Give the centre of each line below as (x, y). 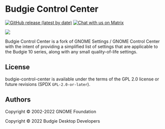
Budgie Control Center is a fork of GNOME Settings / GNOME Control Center (82, 41)
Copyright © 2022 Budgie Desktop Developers (52, 121)
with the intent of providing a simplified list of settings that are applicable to (82, 46)
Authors (18, 100)
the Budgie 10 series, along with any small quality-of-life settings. (71, 52)
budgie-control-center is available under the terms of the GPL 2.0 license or (82, 79)
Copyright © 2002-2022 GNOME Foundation (51, 111)
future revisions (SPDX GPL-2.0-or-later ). (48, 84)
